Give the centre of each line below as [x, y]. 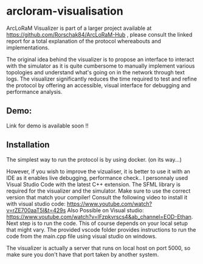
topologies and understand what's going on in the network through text [96, 72]
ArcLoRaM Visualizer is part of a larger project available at [79, 28]
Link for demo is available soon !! [48, 126]
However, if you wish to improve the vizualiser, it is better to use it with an [98, 171]
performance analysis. [34, 91]
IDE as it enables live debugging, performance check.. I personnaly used [97, 177]
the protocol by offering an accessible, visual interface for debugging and [98, 85]
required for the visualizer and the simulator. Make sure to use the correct [98, 191]
